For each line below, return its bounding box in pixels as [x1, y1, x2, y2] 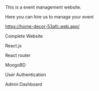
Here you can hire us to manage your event [5, 14, 94, 19]
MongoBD [5, 62, 26, 68]
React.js [5, 43, 22, 49]
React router [5, 52, 31, 58]
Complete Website [5, 33, 43, 39]
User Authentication [5, 72, 46, 78]
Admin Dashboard [5, 82, 42, 87]
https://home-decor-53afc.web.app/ [5, 23, 80, 29]
